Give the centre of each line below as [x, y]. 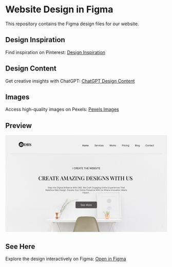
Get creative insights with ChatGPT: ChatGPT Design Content [70, 81]
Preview [19, 125]
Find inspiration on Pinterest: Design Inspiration [55, 52]
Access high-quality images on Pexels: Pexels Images [62, 110]
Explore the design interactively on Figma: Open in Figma [66, 259]
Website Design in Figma [59, 10]
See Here [20, 246]
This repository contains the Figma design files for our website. [72, 24]
